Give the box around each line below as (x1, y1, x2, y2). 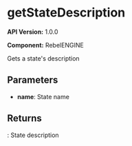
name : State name (16, 92, 70, 101)
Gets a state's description (7, 54, 80, 63)
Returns (7, 112, 43, 125)
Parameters (7, 74, 58, 86)
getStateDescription (7, 5, 126, 21)
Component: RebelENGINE (7, 41, 84, 49)
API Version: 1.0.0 (7, 28, 58, 36)
